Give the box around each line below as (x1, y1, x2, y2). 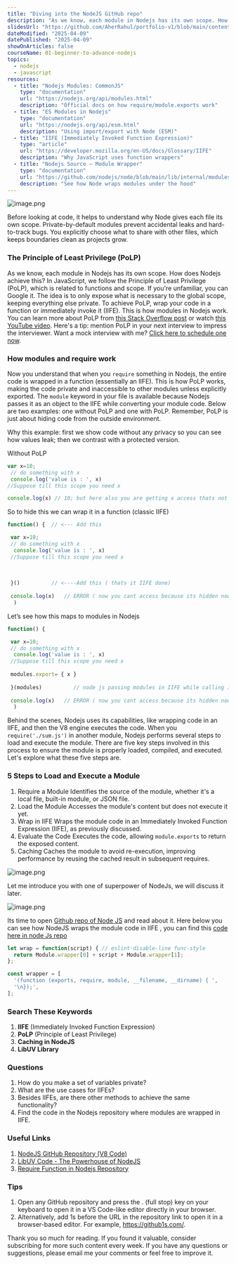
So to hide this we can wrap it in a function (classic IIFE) (7, 507, 169, 516)
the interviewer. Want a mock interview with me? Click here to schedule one (7, 328, 227, 337)
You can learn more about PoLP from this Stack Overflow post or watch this (7, 313, 226, 322)
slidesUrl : (7, 23, 39, 30)
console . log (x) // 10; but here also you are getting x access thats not (7, 495, 228, 502)
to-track (7, 228, 31, 236)
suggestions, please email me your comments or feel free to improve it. (7, 1249, 214, 1257)
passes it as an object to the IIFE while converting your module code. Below (7, 399, 226, 408)
